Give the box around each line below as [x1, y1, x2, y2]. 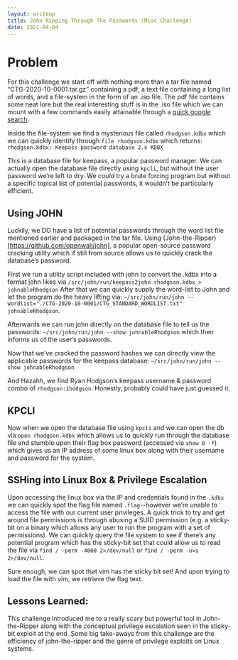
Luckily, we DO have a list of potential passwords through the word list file [7, 226, 224, 235]
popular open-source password [118, 241, 211, 250]
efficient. [7, 187, 33, 195]
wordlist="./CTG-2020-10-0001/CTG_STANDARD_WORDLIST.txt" [7, 300, 183, 307]
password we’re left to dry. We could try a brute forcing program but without [7, 172, 231, 180]
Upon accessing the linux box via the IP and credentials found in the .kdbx [7, 493, 225, 501]
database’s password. [7, 256, 72, 265]
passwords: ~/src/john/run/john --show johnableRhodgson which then [7, 328, 215, 336]
